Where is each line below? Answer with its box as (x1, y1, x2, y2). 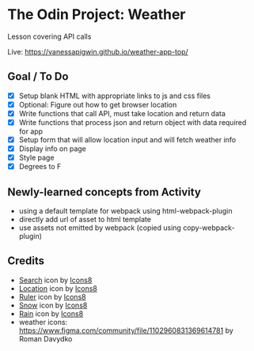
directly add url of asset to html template (18, 215, 152, 225)
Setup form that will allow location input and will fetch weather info (18, 135, 237, 144)
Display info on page (18, 144, 86, 153)
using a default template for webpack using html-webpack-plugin (18, 206, 233, 216)
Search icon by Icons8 (18, 275, 93, 285)
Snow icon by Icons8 (18, 300, 88, 310)
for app (18, 126, 44, 136)
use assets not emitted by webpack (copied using (18, 223, 181, 232)
